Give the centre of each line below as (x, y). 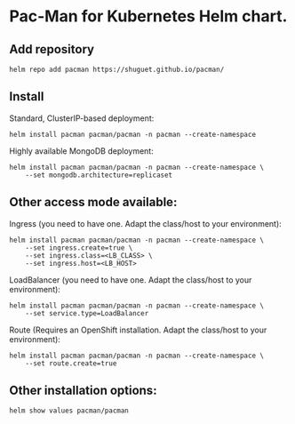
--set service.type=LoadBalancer (87, 313)
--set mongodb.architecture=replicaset (99, 175)
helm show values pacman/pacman (69, 411)
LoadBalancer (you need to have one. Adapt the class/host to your (131, 280)
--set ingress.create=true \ (79, 248)
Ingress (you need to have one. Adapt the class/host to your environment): (145, 223)
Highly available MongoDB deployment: (81, 151)
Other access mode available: (93, 202)
